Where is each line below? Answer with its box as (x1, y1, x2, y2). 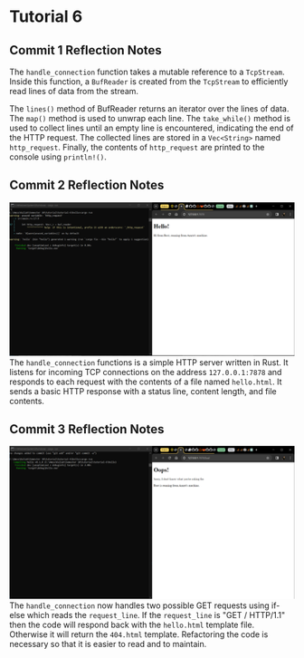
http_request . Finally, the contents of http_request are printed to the (9, 142, 265, 152)
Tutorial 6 (9, 6, 83, 27)
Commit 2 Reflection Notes (9, 178, 165, 193)
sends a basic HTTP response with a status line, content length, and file (9, 385, 278, 396)
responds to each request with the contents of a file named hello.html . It (9, 376, 282, 387)
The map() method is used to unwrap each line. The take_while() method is (9, 113, 291, 123)
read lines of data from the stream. (9, 86, 138, 96)
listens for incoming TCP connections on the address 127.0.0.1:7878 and (9, 366, 282, 377)
